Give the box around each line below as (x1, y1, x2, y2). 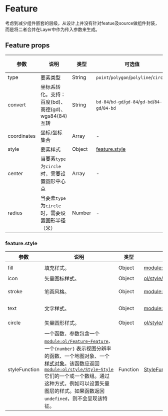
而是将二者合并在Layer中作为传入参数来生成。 (5, 26, 100, 32)
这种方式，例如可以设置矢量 (44, 380, 110, 387)
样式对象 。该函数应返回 (44, 360, 100, 367)
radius (7, 209, 22, 216)
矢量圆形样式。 (44, 320, 80, 327)
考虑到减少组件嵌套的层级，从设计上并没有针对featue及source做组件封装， (5, 20, 160, 26)
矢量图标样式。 (44, 275, 80, 282)
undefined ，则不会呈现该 (44, 395, 103, 402)
